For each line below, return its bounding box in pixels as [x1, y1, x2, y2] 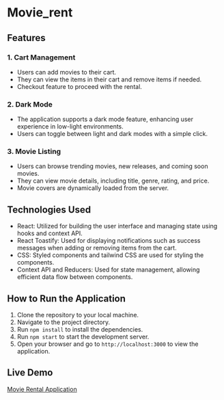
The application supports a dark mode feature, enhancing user [16, 115, 193, 124]
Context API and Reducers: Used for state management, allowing [16, 265, 200, 274]
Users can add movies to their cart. [16, 68, 117, 76]
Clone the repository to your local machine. [16, 311, 139, 319]
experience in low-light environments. [16, 122, 124, 131]
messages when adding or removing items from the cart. [16, 244, 177, 252]
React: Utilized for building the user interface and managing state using [16, 222, 218, 230]
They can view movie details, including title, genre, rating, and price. [16, 176, 210, 185]
